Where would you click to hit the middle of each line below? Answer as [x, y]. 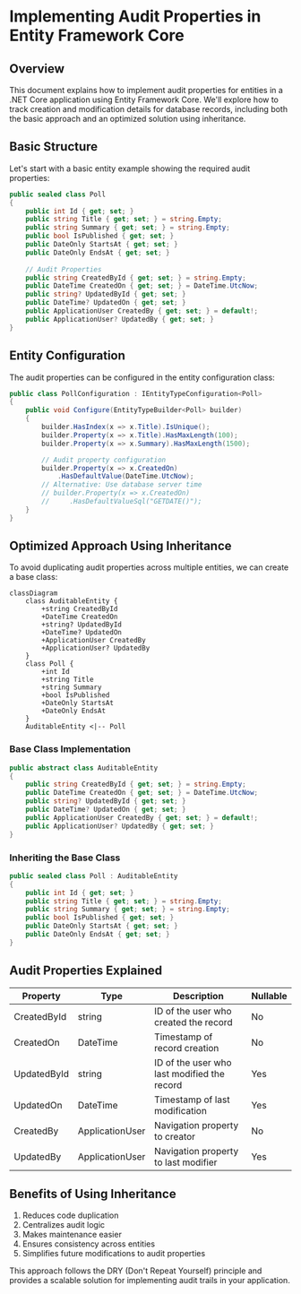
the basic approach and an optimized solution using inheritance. [128, 119]
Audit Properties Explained [86, 971]
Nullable [269, 996]
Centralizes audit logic [64, 1225]
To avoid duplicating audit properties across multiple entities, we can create [149, 567]
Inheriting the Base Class [65, 858]
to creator [174, 1136]
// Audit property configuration [104, 460]
